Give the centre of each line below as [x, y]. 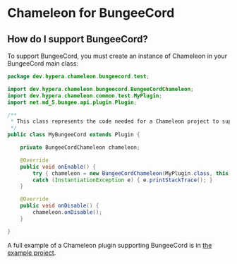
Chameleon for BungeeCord [91, 13]
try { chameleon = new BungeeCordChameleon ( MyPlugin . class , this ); [134, 173]
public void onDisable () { [60, 206]
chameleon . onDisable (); [67, 212]
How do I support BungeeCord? [78, 39]
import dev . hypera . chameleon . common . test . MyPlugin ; [85, 96]
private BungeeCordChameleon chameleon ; [80, 148]
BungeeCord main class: [43, 64]
